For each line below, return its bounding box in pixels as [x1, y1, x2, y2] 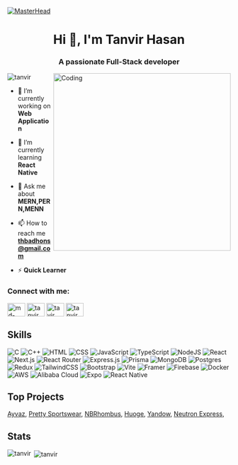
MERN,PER [17, 197, 51, 206]
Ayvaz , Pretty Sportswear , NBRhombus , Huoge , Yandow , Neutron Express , [7, 410, 225, 418]
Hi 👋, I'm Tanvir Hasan [52, 32, 186, 48]
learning [17, 153, 42, 162]
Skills [7, 329, 32, 341]
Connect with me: [7, 286, 70, 296]
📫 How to [17, 219, 47, 227]
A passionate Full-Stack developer [58, 57, 180, 67]
